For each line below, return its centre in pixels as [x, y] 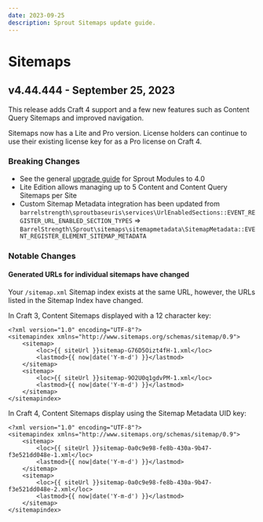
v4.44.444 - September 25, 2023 [91, 91]
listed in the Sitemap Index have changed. [76, 300]
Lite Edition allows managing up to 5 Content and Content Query [123, 187]
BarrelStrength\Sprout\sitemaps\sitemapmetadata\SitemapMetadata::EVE [137, 229]
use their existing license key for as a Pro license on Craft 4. [105, 141]
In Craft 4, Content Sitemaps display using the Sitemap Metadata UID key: [128, 413]
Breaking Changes [44, 162]
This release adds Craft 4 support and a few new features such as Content [129, 109]
